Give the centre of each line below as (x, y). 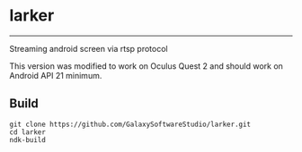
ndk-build (28, 139)
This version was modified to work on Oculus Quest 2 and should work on (146, 66)
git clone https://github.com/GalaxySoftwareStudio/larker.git (130, 124)
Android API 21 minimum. (56, 75)
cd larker (28, 132)
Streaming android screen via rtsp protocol (89, 48)
